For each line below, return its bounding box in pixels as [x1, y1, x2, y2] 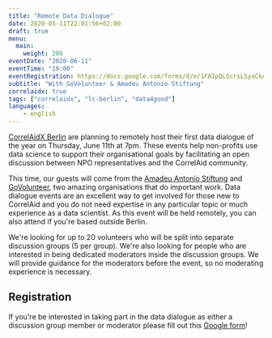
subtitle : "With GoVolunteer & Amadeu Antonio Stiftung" [8, 79, 205, 88]
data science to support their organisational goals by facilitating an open [8, 149, 249, 159]
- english [23, 110, 57, 118]
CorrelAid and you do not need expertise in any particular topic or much [8, 199, 249, 209]
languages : [8, 102, 45, 110]
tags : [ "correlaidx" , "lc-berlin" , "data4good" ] [8, 95, 176, 103]
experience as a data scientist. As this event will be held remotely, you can [8, 208, 257, 217]
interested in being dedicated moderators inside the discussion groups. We [8, 250, 259, 259]
